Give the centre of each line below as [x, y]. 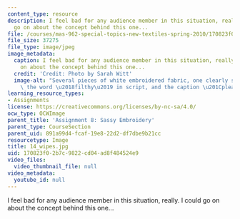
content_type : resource [43, 14]
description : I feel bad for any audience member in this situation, [113, 21]
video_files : [27, 160]
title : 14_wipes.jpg [38, 147]
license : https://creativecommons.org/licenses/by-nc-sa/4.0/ [102, 107]
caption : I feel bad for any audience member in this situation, [113, 61]
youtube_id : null [40, 180]
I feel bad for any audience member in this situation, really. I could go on [114, 200]
